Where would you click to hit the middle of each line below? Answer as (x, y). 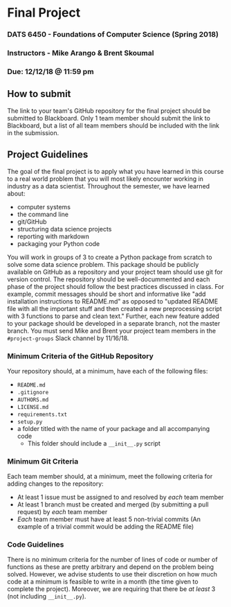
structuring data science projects (64, 229)
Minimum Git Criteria (43, 461)
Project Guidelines (48, 155)
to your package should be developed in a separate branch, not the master (114, 323)
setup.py (30, 422)
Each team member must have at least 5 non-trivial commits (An (109, 519)
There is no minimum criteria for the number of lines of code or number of (112, 560)
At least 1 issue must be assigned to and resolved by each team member (120, 498)
